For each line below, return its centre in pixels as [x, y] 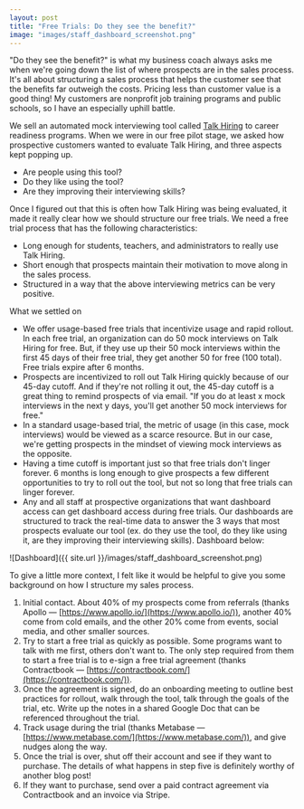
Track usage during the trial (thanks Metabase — [114, 728]
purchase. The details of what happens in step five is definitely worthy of [158, 766]
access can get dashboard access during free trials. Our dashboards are [158, 511]
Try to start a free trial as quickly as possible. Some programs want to [152, 641]
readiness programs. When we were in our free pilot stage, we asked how [147, 136]
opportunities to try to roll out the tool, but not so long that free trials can [157, 483]
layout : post [34, 18]
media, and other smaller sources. [86, 632]
